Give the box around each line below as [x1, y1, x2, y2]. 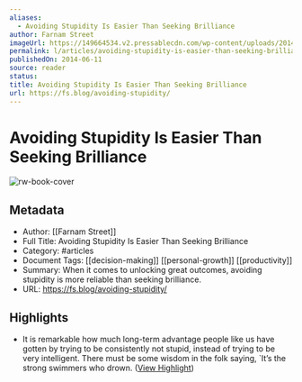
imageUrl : [9, 38, 47, 48]
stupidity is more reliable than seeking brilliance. [22, 274, 202, 285]
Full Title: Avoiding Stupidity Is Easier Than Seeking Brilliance [22, 236, 249, 247]
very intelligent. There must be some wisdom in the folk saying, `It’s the [22, 353, 287, 364]
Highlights [9, 310, 69, 325]
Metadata [9, 202, 65, 217]
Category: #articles [22, 245, 94, 257]
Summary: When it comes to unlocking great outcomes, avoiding [22, 265, 262, 276]
